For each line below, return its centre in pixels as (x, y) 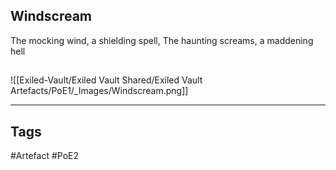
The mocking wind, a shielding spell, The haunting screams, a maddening (162, 40)
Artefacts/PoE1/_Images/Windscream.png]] (99, 91)
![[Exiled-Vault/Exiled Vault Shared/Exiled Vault (106, 80)
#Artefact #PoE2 (45, 156)
